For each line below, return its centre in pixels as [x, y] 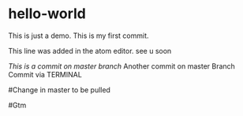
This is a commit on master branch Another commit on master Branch [121, 66]
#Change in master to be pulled [59, 90]
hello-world [47, 14]
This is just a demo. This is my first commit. [79, 36]
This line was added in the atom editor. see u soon [90, 51]
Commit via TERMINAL [45, 74]
